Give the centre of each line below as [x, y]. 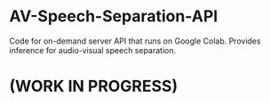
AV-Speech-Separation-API [114, 16]
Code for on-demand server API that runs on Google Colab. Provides [135, 41]
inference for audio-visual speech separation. [93, 50]
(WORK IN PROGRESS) [94, 87]
